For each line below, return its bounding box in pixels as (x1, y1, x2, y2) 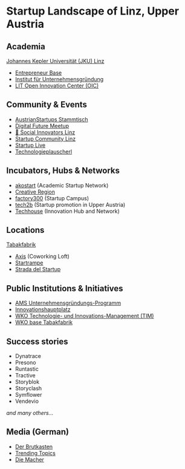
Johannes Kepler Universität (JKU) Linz (6, 58, 105, 64)
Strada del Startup (15, 266, 61, 273)
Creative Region (15, 188, 56, 195)
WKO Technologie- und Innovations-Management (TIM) (15, 312, 154, 320)
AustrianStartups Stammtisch (15, 115, 89, 123)
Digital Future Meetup (15, 122, 70, 129)
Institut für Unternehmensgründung (15, 76, 104, 83)
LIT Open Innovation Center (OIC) (15, 82, 99, 89)
